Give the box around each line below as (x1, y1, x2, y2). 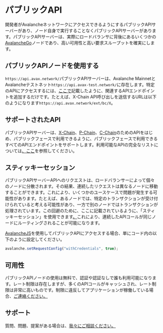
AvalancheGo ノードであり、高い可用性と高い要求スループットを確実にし (5, 40, 151, 45)
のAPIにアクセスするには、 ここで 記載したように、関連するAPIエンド (5, 87, 142, 93)
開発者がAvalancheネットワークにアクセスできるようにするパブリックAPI (5, 21, 152, 27)
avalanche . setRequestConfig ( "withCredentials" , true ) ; (5, 246, 119, 251)
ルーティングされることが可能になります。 (18, 220, 103, 226)
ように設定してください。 (13, 236, 65, 242)
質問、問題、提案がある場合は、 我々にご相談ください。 (5, 323, 116, 329)
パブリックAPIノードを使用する (5, 62, 99, 70)
